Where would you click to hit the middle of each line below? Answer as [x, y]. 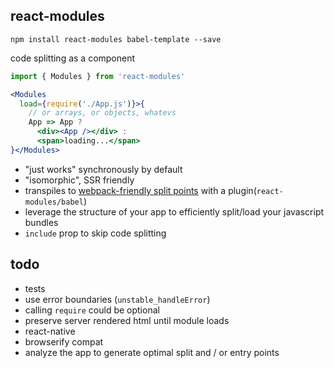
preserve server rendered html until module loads [127, 320]
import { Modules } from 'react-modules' [98, 76]
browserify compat [64, 341]
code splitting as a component [73, 58]
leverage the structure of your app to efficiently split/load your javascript [174, 211]
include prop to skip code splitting [95, 233]
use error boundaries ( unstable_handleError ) [117, 299]
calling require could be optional [92, 310]
